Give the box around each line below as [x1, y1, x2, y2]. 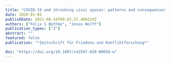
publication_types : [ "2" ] [5, 26, 60, 31]
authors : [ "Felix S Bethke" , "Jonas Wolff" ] [5, 21, 101, 27]
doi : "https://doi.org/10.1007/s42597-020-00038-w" [5, 49, 117, 54]
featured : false [5, 36, 40, 41]
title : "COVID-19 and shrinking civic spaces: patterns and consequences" [5, 7, 167, 13]
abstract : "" [5, 31, 33, 36]
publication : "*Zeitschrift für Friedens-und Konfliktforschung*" [5, 40, 149, 45]
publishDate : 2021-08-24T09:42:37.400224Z [5, 17, 97, 22]
